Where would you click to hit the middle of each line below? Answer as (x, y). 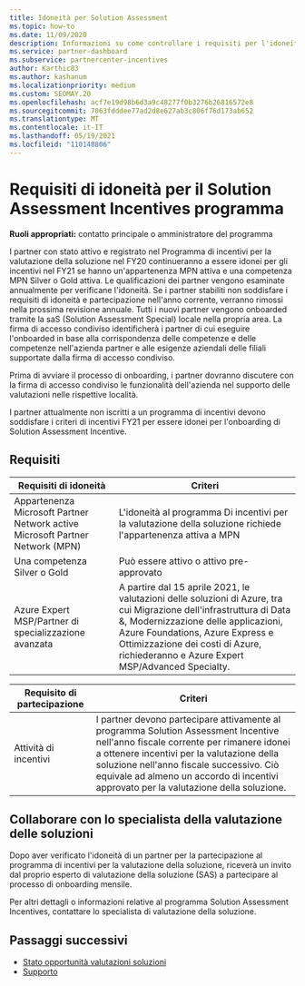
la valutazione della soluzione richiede (200, 523)
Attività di (34, 747)
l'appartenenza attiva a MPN (179, 535)
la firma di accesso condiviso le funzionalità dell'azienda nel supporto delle (150, 385)
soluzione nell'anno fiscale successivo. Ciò (187, 764)
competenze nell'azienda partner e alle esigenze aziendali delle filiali (138, 348)
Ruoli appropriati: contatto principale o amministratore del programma (141, 233)
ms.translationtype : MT (54, 119)
